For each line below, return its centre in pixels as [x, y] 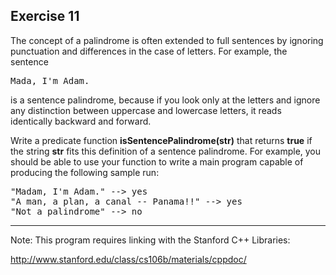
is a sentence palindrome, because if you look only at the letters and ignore [165, 100]
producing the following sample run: [85, 172]
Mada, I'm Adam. [50, 80]
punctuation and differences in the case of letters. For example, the [149, 51]
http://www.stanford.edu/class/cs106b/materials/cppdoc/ [128, 259]
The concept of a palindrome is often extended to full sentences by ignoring [167, 40]
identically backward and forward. [81, 121]
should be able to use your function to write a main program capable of [157, 161]
